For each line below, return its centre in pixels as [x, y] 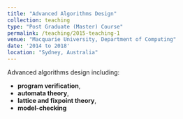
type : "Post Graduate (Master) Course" [65, 26]
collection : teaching [39, 20]
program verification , [49, 86]
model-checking [42, 108]
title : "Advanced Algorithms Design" [62, 14]
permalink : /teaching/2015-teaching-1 [64, 33]
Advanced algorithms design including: [64, 72]
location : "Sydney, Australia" [53, 53]
